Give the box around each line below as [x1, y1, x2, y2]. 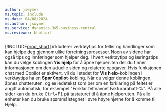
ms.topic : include [5, 12, 43, 17]
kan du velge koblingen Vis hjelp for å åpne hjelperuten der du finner [5, 60, 146, 65]
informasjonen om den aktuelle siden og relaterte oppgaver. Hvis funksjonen [5, 65, 162, 71]
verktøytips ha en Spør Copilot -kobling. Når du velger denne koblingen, [5, 75, 152, 81]
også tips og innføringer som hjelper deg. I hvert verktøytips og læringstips [5, 54, 158, 60]
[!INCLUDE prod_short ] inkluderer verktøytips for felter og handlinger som [5, 44, 155, 49]
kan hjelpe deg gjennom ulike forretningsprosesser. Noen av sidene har [5, 49, 151, 55]
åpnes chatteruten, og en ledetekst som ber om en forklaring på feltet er [5, 80, 153, 86]
